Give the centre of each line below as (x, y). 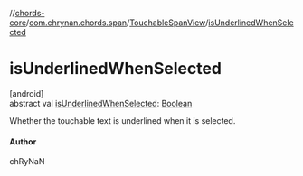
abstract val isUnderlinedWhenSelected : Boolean (101, 103)
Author (23, 141)
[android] (27, 93)
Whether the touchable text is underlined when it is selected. (123, 120)
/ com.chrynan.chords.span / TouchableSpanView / (117, 23)
